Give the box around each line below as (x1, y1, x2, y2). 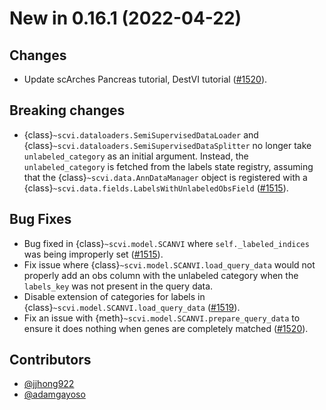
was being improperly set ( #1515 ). (23, 248, 164, 260)
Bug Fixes (9, 211, 72, 228)
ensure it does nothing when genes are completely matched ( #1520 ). (23, 322, 309, 334)
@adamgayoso (23, 388, 86, 401)
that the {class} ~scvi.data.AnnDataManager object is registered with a (23, 171, 308, 183)
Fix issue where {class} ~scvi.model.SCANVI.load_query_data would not (23, 258, 316, 271)
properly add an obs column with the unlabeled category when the (23, 269, 299, 281)
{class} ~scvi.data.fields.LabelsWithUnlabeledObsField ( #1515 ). (23, 182, 289, 194)
